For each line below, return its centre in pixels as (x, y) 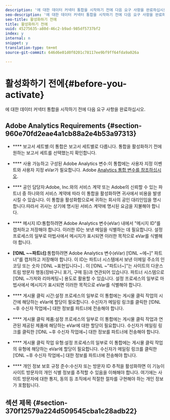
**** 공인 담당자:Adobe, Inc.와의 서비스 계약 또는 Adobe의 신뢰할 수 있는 (85, 187)
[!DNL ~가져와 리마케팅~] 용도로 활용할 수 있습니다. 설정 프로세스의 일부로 (86, 279)
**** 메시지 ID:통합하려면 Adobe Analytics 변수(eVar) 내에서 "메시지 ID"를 (87, 223)
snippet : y (17, 43)
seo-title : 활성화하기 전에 (31, 19)
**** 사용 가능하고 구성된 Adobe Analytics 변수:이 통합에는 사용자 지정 (82, 164)
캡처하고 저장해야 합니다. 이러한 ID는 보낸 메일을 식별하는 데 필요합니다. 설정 (88, 230)
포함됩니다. (29, 385)
